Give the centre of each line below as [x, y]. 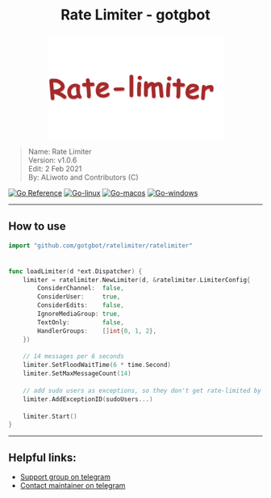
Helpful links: [42, 457]
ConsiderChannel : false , [81, 289]
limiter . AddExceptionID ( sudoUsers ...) [88, 399]
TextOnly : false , [81, 322]
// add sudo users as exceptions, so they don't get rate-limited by [142, 390]
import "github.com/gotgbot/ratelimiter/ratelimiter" [101, 246]
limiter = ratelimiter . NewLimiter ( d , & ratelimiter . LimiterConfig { [137, 280]
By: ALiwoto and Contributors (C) [83, 177]
